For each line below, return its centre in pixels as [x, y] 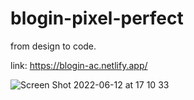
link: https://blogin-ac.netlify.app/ [79, 65]
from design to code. [53, 46]
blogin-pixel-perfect [97, 18]
